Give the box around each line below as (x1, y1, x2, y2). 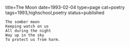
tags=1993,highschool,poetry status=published (5, 10, 105, 16)
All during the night (5, 28, 51, 33)
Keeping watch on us (5, 24, 49, 29)
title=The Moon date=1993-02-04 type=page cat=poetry (5, 5, 125, 10)
